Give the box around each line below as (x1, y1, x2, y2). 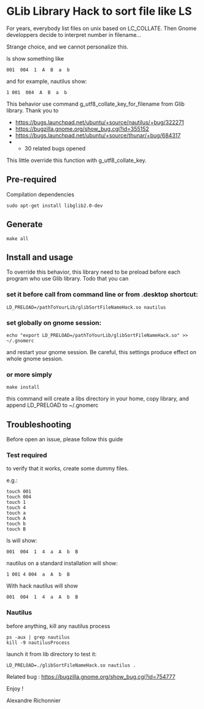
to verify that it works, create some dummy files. (6, 465, 129, 472)
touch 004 (6, 494, 32, 500)
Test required (6, 451, 47, 459)
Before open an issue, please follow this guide (6, 436, 124, 443)
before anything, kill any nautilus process (6, 622, 111, 630)
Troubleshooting (6, 419, 72, 430)
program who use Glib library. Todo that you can (6, 275, 129, 282)
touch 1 (6, 499, 26, 506)
